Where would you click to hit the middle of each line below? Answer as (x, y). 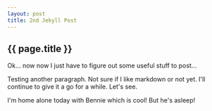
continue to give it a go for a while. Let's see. (73, 87)
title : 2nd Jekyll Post (42, 20)
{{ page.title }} (40, 49)
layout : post (26, 14)
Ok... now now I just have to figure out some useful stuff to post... (102, 66)
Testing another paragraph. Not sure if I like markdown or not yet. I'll (106, 79)
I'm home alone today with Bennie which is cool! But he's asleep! (101, 100)
